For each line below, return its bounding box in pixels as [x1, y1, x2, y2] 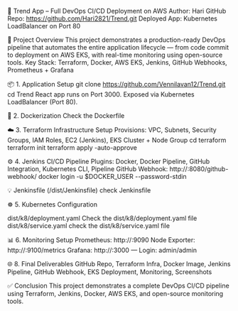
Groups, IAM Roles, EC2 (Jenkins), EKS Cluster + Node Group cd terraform [7, 136, 227, 144]
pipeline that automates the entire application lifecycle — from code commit [7, 43, 229, 51]
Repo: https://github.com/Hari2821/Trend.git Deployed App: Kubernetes [7, 14, 218, 23]
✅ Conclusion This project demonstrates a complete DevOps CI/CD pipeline [7, 281, 229, 290]
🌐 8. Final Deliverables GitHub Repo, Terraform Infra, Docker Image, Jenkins [7, 260, 231, 268]
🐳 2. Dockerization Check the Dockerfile [7, 111, 125, 120]
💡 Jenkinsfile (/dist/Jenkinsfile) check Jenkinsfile [7, 186, 151, 195]
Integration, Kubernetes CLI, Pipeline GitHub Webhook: [7, 165, 168, 173]
